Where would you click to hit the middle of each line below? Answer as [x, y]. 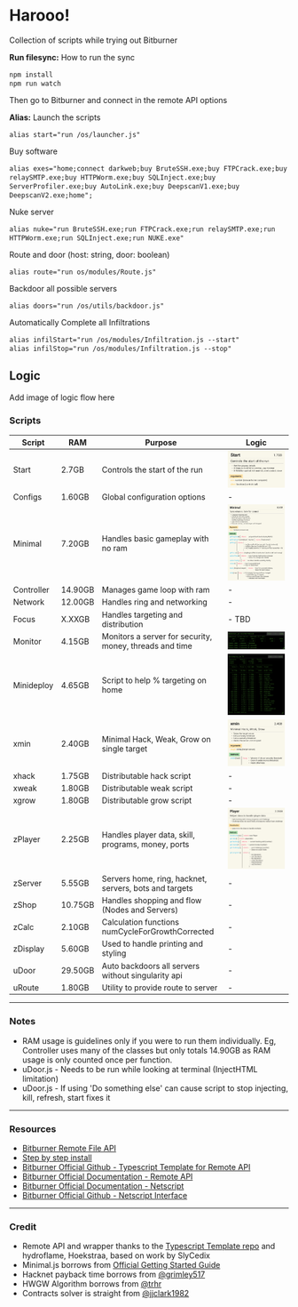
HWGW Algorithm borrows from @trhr [92, 1284]
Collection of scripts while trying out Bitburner [94, 40]
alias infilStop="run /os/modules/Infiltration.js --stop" [121, 349]
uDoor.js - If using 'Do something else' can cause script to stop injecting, [155, 1088]
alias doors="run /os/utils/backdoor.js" [87, 306]
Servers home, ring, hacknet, [154, 878]
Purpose [161, 442]
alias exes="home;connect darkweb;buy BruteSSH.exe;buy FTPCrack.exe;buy [149, 168]
